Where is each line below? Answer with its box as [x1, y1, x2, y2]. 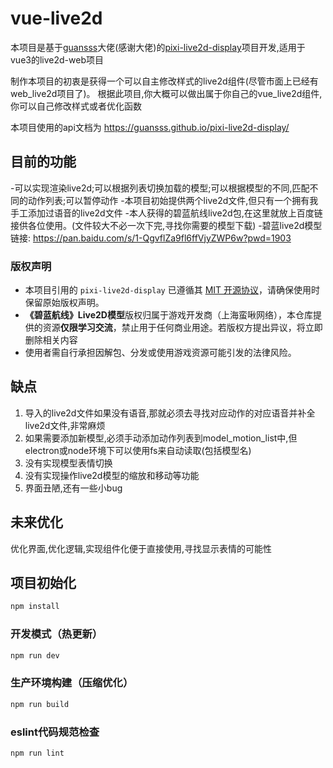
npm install [10, 602, 60, 612]
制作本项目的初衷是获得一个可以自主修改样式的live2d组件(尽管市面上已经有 [10, 75, 319, 87]
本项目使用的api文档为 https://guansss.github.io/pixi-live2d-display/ [10, 121, 290, 133]
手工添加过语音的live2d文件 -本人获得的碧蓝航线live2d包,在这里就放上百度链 [10, 207, 323, 219]
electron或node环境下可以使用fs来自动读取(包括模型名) [24, 444, 252, 456]
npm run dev [10, 650, 60, 661]
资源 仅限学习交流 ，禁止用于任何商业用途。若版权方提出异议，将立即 [42, 322, 323, 334]
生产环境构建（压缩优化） [10, 676, 134, 690]
